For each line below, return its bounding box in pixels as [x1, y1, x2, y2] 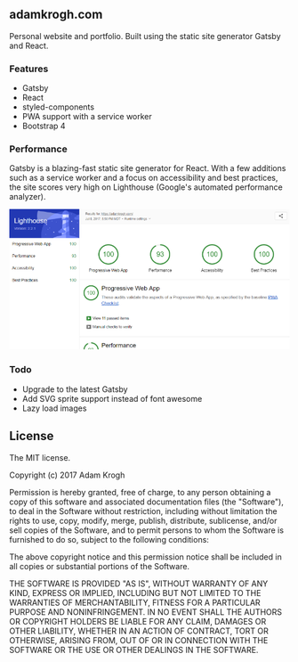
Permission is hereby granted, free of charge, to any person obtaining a [9, 486, 271, 497]
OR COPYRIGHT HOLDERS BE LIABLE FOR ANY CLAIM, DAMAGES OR [9, 616, 267, 626]
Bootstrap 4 [21, 120, 66, 132]
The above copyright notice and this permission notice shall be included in [9, 552, 282, 562]
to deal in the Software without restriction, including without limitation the [9, 505, 278, 516]
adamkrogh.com [9, 7, 103, 22]
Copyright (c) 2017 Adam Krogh [9, 470, 125, 480]
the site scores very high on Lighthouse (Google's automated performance [9, 182, 283, 192]
